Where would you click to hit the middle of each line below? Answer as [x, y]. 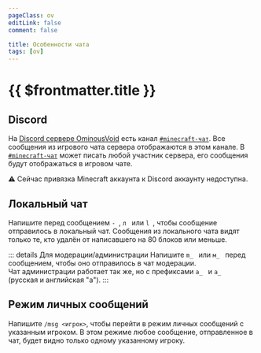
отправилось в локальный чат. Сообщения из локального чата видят [124, 231]
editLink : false [35, 23]
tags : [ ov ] [26, 52]
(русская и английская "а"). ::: [59, 280]
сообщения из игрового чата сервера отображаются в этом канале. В [127, 147]
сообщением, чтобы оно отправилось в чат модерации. [102, 263]
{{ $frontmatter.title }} [82, 91]
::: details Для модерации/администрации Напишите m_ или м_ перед [127, 255]
